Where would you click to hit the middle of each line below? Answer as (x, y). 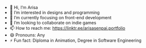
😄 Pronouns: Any (27, 35)
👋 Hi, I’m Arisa (24, 7)
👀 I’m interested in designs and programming (55, 12)
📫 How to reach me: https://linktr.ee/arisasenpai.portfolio (67, 28)
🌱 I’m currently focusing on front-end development (61, 18)
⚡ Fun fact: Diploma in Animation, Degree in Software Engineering (76, 40)
